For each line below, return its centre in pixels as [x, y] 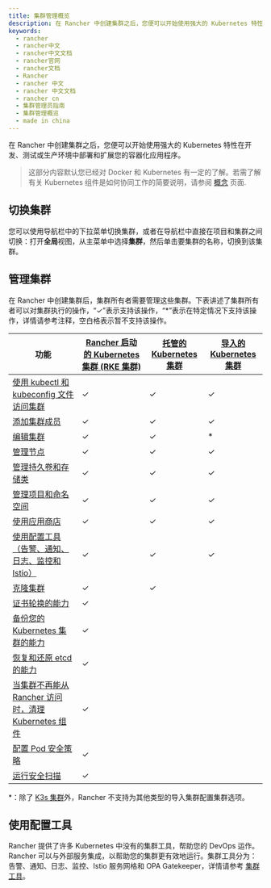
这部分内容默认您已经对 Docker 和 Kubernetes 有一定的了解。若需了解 [144, 172]
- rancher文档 [38, 69]
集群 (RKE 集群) [111, 367]
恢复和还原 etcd [42, 657]
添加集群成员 [37, 421]
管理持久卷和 [37, 467]
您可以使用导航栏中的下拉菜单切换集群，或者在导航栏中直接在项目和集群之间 [135, 231]
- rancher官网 [38, 61]
